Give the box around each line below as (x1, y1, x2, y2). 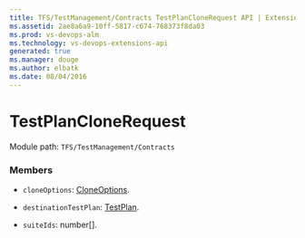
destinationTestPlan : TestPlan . (22, 201, 140, 213)
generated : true (9, 47, 71, 56)
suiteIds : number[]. (22, 219, 98, 230)
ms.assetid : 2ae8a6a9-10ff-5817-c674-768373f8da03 (9, 22, 205, 31)
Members (9, 164, 53, 176)
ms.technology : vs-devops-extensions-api (9, 38, 169, 48)
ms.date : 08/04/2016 (9, 72, 88, 81)
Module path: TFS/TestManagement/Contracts (9, 141, 175, 152)
